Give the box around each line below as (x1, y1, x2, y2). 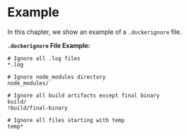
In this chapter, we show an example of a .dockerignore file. (7, 28, 182, 36)
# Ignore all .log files (7, 54, 81, 62)
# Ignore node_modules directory (7, 73, 106, 81)
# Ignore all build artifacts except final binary (7, 92, 160, 99)
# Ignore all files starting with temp (7, 117, 125, 124)
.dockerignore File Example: (7, 41, 91, 49)
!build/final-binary (7, 104, 69, 112)
